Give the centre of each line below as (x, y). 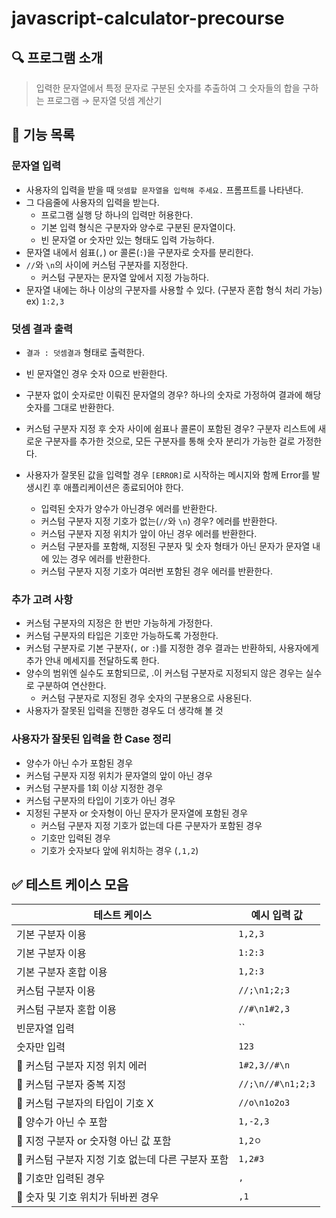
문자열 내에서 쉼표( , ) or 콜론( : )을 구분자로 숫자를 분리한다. (139, 252)
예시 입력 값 (276, 915)
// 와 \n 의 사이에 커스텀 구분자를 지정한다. (107, 264)
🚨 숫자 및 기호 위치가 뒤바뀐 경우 (87, 1197)
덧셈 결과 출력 (42, 329)
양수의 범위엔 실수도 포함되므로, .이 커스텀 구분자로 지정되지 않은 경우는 (164, 673)
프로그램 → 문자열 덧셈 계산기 (104, 100)
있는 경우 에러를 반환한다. (101, 558)
